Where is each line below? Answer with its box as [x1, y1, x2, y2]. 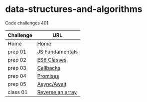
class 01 [7, 89, 28, 96]
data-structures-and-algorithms [5, 3, 143, 15]
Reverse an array [37, 89, 77, 96]
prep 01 [7, 48, 26, 55]
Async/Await [37, 81, 67, 88]
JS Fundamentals [37, 48, 78, 55]
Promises [37, 72, 59, 79]
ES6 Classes [37, 56, 67, 63]
